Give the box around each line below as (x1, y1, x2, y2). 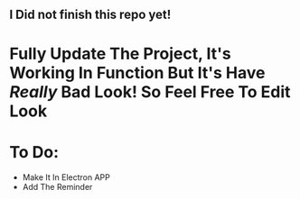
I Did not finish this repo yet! (9, 7, 172, 23)
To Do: (9, 141, 60, 162)
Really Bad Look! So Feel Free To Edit (9, 81, 291, 102)
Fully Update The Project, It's (9, 43, 232, 64)
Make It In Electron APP (22, 171, 110, 183)
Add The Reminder (22, 181, 93, 192)
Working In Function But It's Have (9, 62, 266, 83)
